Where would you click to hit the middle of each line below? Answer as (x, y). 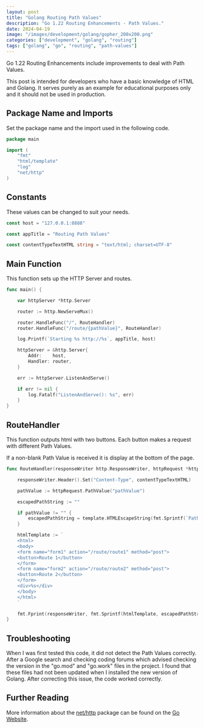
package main (23, 139)
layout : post (23, 12)
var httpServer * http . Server (54, 300)
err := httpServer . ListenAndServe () (64, 378)
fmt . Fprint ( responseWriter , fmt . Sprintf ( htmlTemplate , (88, 614)
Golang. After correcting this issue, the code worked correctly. (84, 679)
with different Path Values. (39, 446)
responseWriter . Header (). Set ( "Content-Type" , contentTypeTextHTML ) (104, 480)
